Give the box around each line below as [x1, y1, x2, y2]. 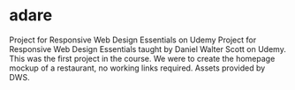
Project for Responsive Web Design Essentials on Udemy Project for [9, 34, 257, 45]
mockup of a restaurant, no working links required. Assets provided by [9, 63, 266, 73]
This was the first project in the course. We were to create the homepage [9, 53, 276, 64]
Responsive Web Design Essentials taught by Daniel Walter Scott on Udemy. [9, 43, 287, 54]
